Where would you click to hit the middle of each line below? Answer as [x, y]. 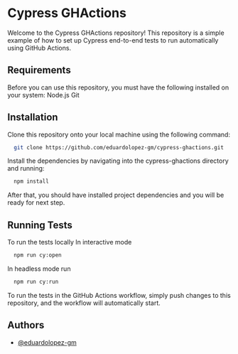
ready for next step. [36, 203]
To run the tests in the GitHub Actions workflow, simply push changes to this [119, 295]
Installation [33, 118]
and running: [26, 168]
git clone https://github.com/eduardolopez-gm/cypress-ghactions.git [119, 147]
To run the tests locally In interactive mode [70, 242]
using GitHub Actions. [39, 48]
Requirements [39, 70]
